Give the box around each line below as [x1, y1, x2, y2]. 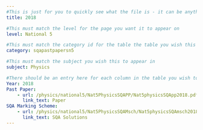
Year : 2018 [6, 80, 34, 86]
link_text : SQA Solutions [22, 114, 88, 120]
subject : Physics [6, 64, 50, 70]
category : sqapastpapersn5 [6, 48, 74, 54]
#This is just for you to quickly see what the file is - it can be [6, 8, 182, 15]
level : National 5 [6, 31, 53, 37]
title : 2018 [6, 15, 36, 21]
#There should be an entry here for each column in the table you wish [6, 75, 190, 81]
